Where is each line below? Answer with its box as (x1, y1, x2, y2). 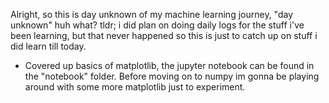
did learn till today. (10, 40, 87, 52)
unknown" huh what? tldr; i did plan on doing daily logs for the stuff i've (10, 19, 305, 31)
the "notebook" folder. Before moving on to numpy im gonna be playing (24, 70, 320, 82)
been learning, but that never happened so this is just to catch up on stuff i (10, 30, 318, 41)
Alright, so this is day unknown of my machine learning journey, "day (10, 9, 294, 20)
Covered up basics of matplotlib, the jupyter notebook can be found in (24, 60, 315, 71)
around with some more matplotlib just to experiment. (24, 81, 246, 93)
